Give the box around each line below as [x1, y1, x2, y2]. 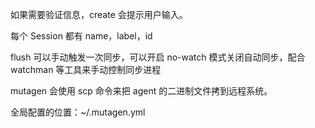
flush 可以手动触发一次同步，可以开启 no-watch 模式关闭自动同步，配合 [10, 51, 306, 63]
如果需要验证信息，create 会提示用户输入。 [10, 9, 188, 20]
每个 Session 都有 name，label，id [10, 30, 153, 42]
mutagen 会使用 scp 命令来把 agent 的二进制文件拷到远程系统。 [10, 85, 273, 97]
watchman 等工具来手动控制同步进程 [10, 64, 162, 75]
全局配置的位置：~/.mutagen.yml [10, 106, 146, 118]
